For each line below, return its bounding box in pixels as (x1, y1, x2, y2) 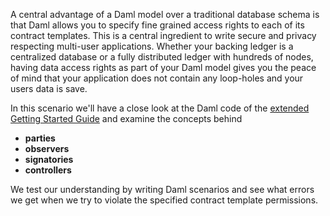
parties (24, 132, 56, 144)
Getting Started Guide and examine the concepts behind (10, 113, 243, 124)
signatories (24, 154, 74, 165)
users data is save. (10, 83, 88, 94)
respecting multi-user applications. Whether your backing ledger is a (10, 40, 294, 52)
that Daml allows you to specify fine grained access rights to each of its (10, 19, 305, 31)
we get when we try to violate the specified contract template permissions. (10, 194, 319, 206)
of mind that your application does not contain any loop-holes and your (10, 72, 304, 84)
